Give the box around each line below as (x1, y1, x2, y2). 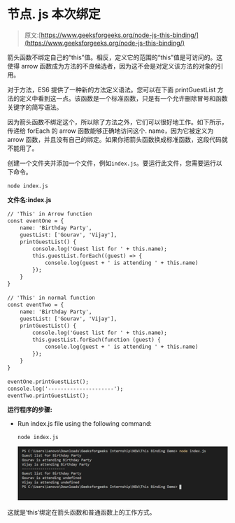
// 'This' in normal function (7, 294, 96, 301)
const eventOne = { (7, 217, 64, 224)
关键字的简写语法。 (7, 103, 63, 111)
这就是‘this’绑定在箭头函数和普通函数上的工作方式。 (7, 508, 156, 516)
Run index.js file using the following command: (17, 419, 152, 427)
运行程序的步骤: (7, 405, 52, 413)
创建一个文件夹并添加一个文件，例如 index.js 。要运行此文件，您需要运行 (7, 159, 217, 167)
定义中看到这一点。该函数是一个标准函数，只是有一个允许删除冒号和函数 (19, 94, 228, 102)
